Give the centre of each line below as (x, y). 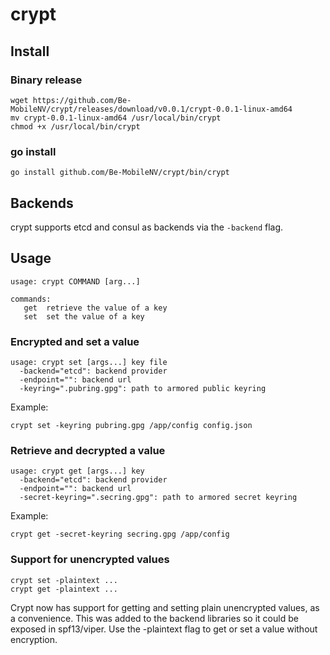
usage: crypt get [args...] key (77, 471)
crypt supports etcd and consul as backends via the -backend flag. (147, 227)
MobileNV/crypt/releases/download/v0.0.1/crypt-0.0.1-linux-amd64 (151, 109)
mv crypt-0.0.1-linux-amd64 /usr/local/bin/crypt (116, 118)
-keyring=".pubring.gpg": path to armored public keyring (143, 389)
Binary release (46, 80)
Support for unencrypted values (90, 560)
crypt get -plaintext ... (64, 589)
